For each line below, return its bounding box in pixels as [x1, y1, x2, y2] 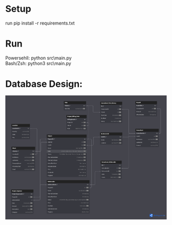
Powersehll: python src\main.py [5, 55, 72, 61]
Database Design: [5, 78, 83, 90]
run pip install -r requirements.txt [5, 20, 75, 26]
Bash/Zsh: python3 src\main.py [5, 60, 72, 66]
